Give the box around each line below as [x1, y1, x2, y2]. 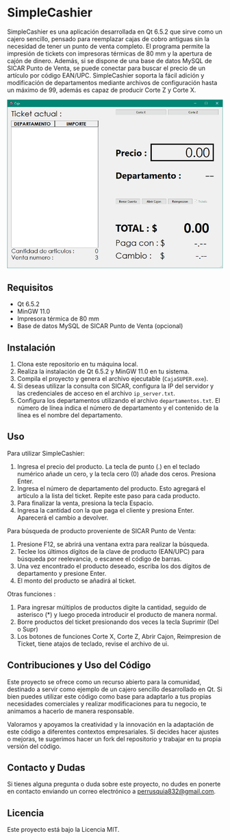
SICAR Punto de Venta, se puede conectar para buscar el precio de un [7, 64, 206, 72]
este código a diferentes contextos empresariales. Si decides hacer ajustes [7, 727, 219, 736]
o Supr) [16, 625, 39, 633]
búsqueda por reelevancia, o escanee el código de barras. [16, 555, 182, 563]
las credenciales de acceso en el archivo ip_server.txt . [16, 389, 176, 397]
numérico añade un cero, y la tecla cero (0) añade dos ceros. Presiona [16, 469, 216, 478]
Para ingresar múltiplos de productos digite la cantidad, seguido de [16, 603, 207, 611]
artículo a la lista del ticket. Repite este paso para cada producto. [16, 491, 201, 500]
